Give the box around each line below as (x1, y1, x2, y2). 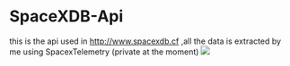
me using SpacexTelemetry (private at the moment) (9, 46, 199, 57)
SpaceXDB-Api (9, 6, 124, 27)
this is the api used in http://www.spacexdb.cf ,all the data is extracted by (9, 36, 281, 46)
